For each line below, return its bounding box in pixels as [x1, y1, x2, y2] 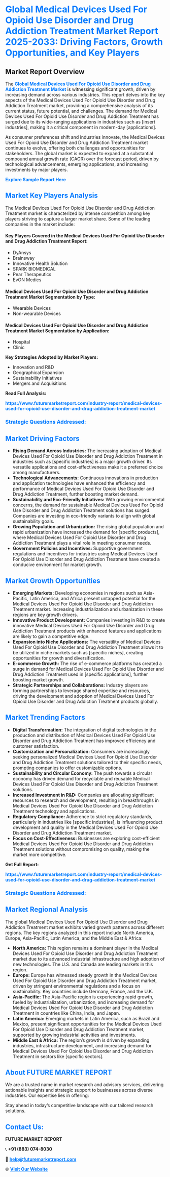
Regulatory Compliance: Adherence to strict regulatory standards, [12, 813, 153, 820]
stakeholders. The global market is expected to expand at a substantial [5, 151, 153, 156]
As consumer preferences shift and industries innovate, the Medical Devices [5, 134, 165, 140]
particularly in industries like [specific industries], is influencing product [12, 819, 163, 825]
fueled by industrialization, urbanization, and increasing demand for [12, 999, 155, 1005]
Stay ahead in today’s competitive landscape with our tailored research [5, 1102, 154, 1109]
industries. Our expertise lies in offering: [5, 1092, 89, 1098]
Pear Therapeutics [12, 272, 52, 278]
